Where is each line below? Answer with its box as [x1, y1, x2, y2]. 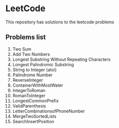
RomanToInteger [12, 92, 45, 98]
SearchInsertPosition [12, 118, 55, 124]
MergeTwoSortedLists [12, 113, 57, 119]
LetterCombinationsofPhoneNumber [12, 108, 85, 114]
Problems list [5, 33, 46, 41]
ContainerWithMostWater [12, 82, 63, 88]
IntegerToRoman [12, 87, 45, 93]
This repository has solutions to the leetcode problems [5, 19, 114, 25]
